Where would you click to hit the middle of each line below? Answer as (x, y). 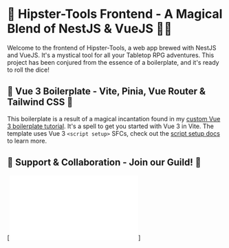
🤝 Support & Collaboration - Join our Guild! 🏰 (104, 162)
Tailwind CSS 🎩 (40, 102)
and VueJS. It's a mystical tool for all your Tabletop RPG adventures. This (111, 55)
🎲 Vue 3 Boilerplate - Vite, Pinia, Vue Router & (107, 91)
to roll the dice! (29, 70)
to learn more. (27, 141)
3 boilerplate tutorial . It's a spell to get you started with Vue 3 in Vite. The (111, 126)
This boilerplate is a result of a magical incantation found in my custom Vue (114, 118)
